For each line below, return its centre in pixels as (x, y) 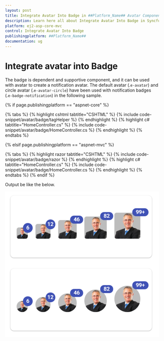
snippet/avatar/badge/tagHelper (37, 120)
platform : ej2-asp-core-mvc (34, 26)
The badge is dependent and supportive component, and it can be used (77, 80)
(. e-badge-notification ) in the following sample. (54, 95)
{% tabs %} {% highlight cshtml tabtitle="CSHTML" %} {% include (72, 114)
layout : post (18, 10)
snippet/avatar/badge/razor (33, 159)
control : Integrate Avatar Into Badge (44, 31)
